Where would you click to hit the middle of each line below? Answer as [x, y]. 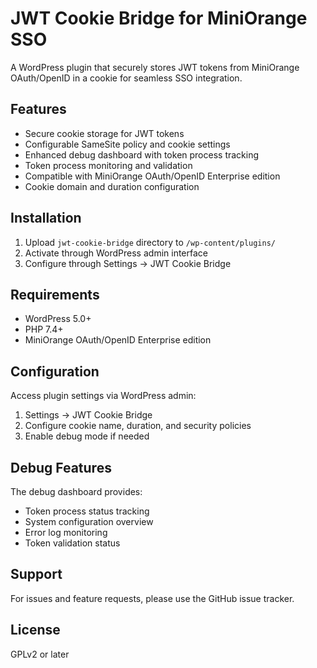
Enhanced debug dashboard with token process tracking [142, 154]
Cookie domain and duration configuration [112, 186]
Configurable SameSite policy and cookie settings [127, 144]
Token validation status [72, 543]
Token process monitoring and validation [108, 165]
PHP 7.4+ [44, 329]
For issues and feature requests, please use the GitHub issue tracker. [152, 598]
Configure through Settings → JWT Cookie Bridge [128, 263]
